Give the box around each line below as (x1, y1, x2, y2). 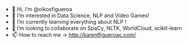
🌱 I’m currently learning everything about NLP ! (11, 18, 127, 25)
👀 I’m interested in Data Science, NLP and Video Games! (11, 12, 149, 19)
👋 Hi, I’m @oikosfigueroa (11, 6, 72, 12)
